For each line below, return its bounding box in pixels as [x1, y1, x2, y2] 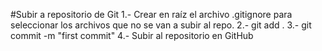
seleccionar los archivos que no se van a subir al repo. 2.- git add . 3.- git [10, 19, 312, 31]
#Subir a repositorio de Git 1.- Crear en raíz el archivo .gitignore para [10, 9, 293, 20]
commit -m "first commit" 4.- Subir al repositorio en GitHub [10, 30, 254, 41]
